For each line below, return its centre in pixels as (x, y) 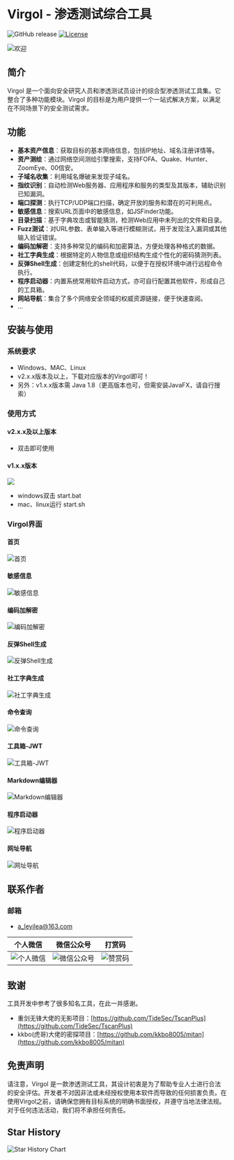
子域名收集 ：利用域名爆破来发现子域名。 (75, 176)
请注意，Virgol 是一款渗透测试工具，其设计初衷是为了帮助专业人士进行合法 (114, 1083)
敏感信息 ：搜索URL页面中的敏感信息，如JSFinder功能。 (97, 211)
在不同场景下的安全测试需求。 (50, 108)
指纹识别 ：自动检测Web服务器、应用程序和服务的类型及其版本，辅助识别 (122, 185)
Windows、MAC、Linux (52, 368)
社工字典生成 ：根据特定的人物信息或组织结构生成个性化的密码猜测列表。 (121, 254)
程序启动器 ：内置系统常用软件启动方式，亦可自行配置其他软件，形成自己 (121, 281)
